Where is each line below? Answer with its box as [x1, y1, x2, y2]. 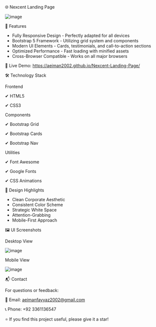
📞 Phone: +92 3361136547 [5, 306, 57, 312]
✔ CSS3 [5, 103, 21, 108]
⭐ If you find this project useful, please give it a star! [5, 316, 109, 322]
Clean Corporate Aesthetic [12, 197, 65, 202]
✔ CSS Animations [5, 178, 42, 184]
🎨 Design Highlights [5, 187, 44, 193]
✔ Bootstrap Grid [5, 121, 39, 127]
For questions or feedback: [5, 288, 59, 293]
